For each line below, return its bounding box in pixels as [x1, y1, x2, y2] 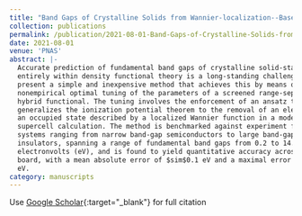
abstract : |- [9, 55, 58, 64]
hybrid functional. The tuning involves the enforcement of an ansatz [17, 96, 288, 106]
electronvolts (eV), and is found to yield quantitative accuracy [17, 147, 271, 156]
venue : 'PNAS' [9, 47, 63, 56]
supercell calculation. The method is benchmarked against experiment [17, 122, 288, 131]
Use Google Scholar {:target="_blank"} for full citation [9, 197, 207, 208]
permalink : [9, 30, 50, 39]
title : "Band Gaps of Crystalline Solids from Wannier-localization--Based [9, 13, 299, 22]
